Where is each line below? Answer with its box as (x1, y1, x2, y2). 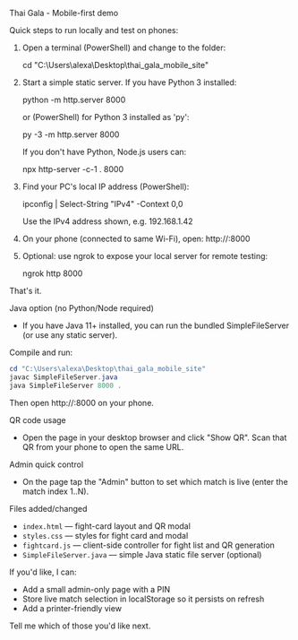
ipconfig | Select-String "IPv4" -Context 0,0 (21, 199, 183, 209)
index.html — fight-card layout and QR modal (21, 520, 191, 532)
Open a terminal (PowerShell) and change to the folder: (21, 42, 226, 53)
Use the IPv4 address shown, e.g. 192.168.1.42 (21, 216, 193, 227)
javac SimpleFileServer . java (9, 372, 118, 382)
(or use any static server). (21, 330, 118, 340)
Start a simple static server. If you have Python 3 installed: (21, 77, 237, 88)
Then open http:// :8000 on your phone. (9, 397, 155, 408)
